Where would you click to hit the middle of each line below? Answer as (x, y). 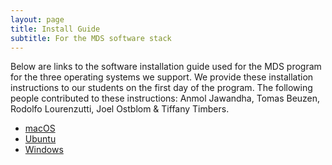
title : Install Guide (55, 29)
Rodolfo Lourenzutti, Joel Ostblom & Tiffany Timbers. (120, 109)
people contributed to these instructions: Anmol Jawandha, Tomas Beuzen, (165, 98)
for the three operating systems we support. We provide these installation (162, 77)
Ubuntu (40, 139)
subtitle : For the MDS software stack (91, 38)
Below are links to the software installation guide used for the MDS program (166, 67)
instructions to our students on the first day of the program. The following (161, 88)
